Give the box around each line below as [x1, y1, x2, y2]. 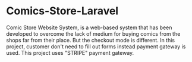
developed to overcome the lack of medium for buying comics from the [6, 30, 181, 37]
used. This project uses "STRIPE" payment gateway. [6, 49, 134, 56]
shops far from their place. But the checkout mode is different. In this [6, 36, 175, 44]
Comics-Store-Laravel [6, 4, 119, 18]
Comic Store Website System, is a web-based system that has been [6, 24, 172, 31]
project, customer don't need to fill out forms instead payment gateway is [6, 43, 186, 50]
